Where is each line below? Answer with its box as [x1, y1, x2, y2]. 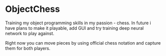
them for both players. [5, 45, 51, 51]
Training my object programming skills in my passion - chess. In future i [5, 20, 151, 26]
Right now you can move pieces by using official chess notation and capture [5, 40, 161, 46]
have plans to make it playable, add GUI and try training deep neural [5, 25, 144, 31]
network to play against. [5, 30, 55, 36]
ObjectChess [5, 3, 60, 15]
